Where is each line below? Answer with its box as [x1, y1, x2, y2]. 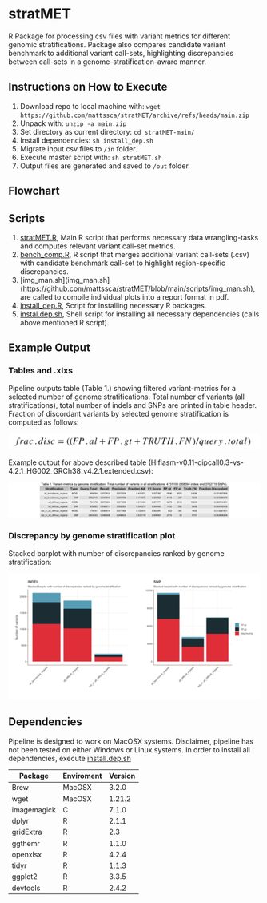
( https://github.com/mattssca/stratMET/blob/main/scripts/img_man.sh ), [19, 284, 256, 293]
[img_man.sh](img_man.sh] [19, 275, 110, 284]
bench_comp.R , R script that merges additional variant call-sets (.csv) [19, 249, 250, 259]
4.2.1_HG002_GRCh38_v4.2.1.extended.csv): [8, 466, 153, 475]
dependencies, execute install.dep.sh [8, 753, 132, 763]
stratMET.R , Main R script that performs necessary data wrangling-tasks [19, 232, 259, 242]
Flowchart [8, 184, 60, 198]
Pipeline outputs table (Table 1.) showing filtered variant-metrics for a [8, 383, 237, 393]
